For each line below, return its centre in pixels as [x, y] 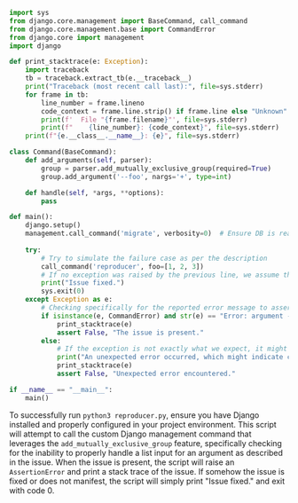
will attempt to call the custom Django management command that [130, 434]
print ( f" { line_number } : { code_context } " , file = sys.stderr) [160, 128]
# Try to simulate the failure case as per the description [154, 258]
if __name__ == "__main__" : [61, 389]
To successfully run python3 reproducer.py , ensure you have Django [134, 415]
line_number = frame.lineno [93, 103]
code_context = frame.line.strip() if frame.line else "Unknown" [165, 111]
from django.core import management [77, 37]
